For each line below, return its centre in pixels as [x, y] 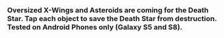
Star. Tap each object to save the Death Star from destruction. [112, 18]
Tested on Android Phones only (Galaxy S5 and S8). [95, 27]
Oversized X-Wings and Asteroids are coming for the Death [108, 10]
